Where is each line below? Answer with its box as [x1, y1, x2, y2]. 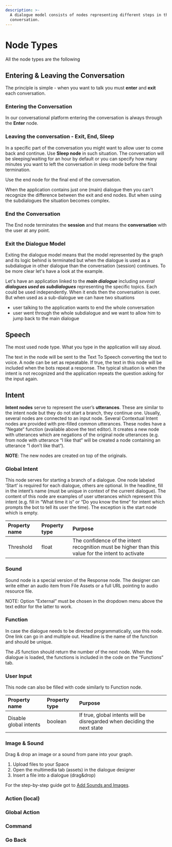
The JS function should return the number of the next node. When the [5, 649, 153, 655]
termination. [5, 167, 31, 173]
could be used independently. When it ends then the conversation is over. [5, 289, 161, 296]
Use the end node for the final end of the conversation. [5, 176, 121, 182]
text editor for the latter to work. [5, 603, 73, 610]
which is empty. [5, 510, 39, 516]
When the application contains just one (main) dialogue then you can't [5, 186, 154, 193]
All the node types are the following [5, 56, 80, 62]
